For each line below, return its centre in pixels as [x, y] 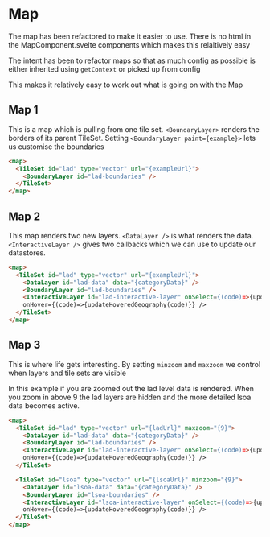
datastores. [27, 252]
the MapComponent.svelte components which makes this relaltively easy [129, 44]
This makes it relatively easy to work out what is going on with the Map [126, 85]
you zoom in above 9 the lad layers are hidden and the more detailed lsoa [130, 397]
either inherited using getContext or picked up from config [104, 68]
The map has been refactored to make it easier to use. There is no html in [130, 36]
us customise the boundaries [56, 147]
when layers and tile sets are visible [67, 373]
